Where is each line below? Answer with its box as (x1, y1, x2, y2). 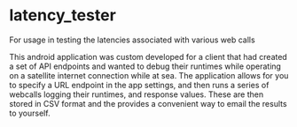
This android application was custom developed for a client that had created (9, 51, 288, 62)
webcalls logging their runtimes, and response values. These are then (9, 89, 264, 100)
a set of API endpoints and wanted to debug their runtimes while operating (9, 61, 282, 71)
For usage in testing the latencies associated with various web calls (9, 34, 255, 45)
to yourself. (9, 108, 51, 118)
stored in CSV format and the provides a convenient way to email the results (9, 98, 287, 108)
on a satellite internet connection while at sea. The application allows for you (9, 70, 289, 80)
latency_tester (9, 5, 117, 26)
